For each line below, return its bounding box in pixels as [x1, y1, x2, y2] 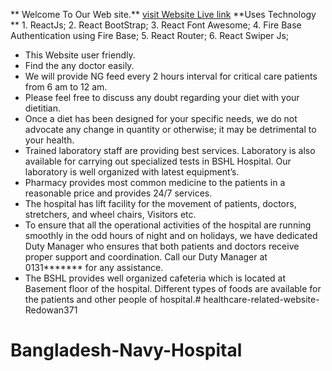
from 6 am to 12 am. [24, 81, 108, 93]
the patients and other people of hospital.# [24, 294, 202, 305]
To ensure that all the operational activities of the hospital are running [24, 219, 312, 231]
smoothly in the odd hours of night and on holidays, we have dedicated [24, 230, 318, 241]
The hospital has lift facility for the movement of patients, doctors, [24, 198, 297, 209]
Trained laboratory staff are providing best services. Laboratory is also [24, 145, 316, 156]
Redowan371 [24, 304, 78, 316]
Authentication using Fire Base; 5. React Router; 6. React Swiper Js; [10, 30, 290, 41]
